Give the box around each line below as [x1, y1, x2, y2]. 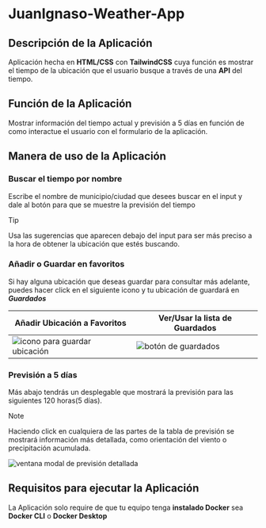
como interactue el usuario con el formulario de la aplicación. [8, 126, 208, 136]
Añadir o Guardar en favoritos [8, 258, 125, 270]
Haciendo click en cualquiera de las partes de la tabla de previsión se [8, 427, 235, 436]
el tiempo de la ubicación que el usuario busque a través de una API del [8, 66, 243, 75]
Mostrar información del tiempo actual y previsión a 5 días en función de [8, 118, 245, 128]
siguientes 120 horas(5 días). [8, 396, 103, 405]
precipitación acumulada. [8, 443, 91, 453]
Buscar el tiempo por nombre [8, 174, 123, 185]
